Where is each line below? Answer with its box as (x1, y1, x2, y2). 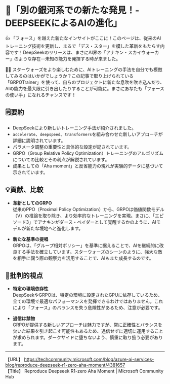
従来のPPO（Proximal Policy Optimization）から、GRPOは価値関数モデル (12, 206, 164, 212)
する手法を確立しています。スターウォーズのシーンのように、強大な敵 (17, 249, 163, 255)
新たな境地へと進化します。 (26, 225, 83, 231)
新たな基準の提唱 (12, 236, 49, 242)
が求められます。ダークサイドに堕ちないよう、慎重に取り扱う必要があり (12, 334, 163, 340)
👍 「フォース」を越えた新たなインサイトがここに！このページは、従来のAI (5, 35, 161, 41)
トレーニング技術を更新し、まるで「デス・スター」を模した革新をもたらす (5, 43, 160, 49)
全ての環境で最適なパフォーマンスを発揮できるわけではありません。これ (12, 298, 163, 304)
